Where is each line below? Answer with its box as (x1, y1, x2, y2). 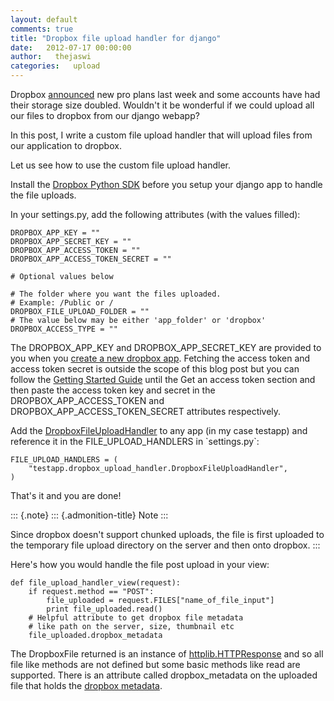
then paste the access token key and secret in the (10, 384, 216, 396)
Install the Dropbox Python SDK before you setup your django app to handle (10, 179, 323, 190)
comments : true (10, 24, 74, 34)
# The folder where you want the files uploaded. (10, 289, 222, 299)
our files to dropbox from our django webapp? (10, 110, 200, 121)
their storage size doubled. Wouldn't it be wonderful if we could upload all (10, 99, 315, 111)
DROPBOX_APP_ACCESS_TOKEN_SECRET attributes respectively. (10, 406, 282, 417)
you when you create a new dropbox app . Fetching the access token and (10, 352, 311, 364)
